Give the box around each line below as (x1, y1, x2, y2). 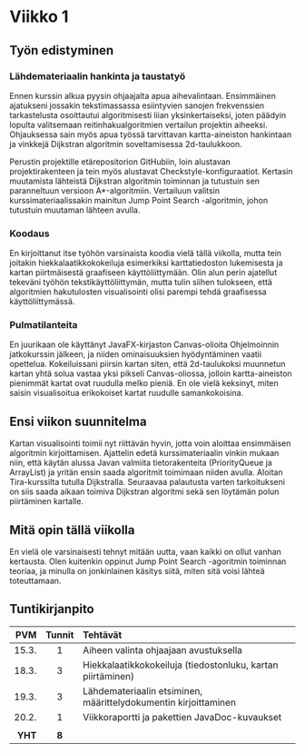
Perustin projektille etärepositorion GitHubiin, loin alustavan (9, 156, 231, 167)
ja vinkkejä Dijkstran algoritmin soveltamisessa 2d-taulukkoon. (9, 138, 242, 149)
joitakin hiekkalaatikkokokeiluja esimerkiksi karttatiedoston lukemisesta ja (9, 257, 283, 269)
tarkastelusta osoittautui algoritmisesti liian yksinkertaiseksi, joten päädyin (9, 109, 287, 120)
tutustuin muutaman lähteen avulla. (9, 204, 141, 215)
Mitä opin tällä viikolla (9, 522, 135, 538)
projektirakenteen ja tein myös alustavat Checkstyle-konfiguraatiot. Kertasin (9, 165, 293, 176)
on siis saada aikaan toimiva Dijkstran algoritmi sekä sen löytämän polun (9, 486, 280, 497)
